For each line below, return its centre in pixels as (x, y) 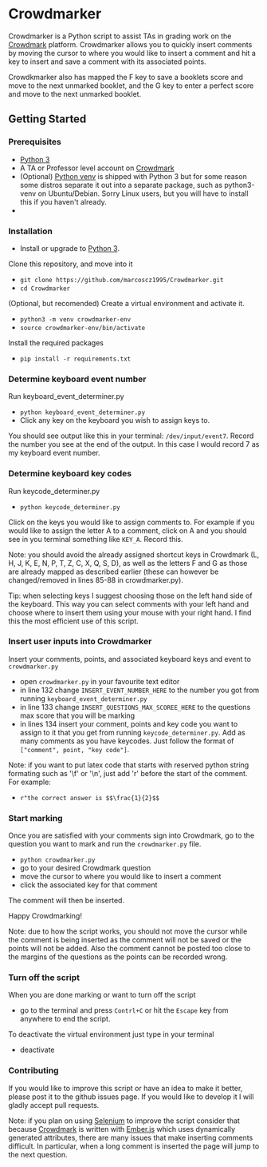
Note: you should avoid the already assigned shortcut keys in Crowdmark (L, (134, 554)
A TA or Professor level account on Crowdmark (97, 168)
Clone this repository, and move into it (71, 264)
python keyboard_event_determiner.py (82, 412)
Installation (31, 231)
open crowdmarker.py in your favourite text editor (100, 681)
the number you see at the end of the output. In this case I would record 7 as (134, 444)
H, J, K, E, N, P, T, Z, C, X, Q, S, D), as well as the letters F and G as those (128, 563)
